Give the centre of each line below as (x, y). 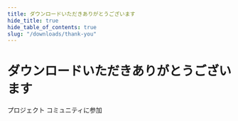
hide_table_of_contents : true (52, 27)
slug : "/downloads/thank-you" (52, 34)
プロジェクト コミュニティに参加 (55, 110)
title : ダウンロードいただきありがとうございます (71, 14)
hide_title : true (33, 21)
